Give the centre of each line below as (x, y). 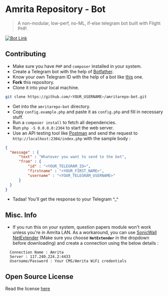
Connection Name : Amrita (37, 252)
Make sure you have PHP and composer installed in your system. (77, 66)
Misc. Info (21, 215)
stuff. (18, 117)
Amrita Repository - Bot (55, 9)
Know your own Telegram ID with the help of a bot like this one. (78, 77)
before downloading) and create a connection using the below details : (86, 243)
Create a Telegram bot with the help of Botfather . (63, 71)
